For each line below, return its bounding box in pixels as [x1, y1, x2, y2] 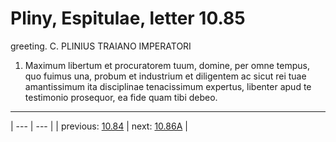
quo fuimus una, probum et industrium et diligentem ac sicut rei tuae [24, 70, 307, 82]
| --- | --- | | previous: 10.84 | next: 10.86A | [10, 120, 188, 132]
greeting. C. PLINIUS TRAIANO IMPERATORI [10, 40, 192, 52]
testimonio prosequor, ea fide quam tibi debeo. [24, 91, 218, 103]
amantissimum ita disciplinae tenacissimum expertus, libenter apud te [24, 80, 312, 92]
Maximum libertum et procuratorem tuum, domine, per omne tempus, [24, 59, 310, 71]
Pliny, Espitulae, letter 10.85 [10, 7, 246, 30]
